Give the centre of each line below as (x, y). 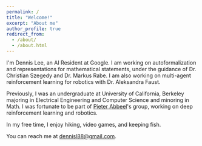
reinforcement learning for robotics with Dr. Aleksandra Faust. (83, 81)
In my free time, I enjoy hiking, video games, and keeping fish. (84, 124)
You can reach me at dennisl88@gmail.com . (61, 136)
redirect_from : (25, 34)
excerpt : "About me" (32, 23)
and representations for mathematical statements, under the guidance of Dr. (101, 69)
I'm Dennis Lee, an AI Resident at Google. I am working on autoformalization (101, 62)
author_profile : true (34, 29)
